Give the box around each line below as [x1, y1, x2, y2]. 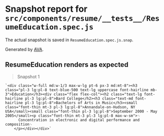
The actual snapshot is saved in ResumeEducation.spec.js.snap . [5, 37, 134, 43]
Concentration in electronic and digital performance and [18, 117, 140, 122]
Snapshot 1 [17, 74, 40, 80]
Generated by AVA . [5, 46, 44, 52]
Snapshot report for [5, 3, 88, 15]
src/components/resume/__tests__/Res [5, 14, 160, 23]
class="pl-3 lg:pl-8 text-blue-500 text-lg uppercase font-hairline [5, 87, 149, 92]
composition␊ [5, 122, 33, 127]
